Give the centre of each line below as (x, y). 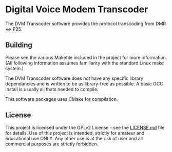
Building (19, 45)
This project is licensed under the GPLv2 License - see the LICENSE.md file (85, 127)
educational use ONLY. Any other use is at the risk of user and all (74, 138)
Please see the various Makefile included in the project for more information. (86, 57)
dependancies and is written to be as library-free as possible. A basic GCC (84, 83)
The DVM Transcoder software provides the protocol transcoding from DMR (86, 24)
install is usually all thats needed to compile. (52, 89)
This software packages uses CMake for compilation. (62, 99)
